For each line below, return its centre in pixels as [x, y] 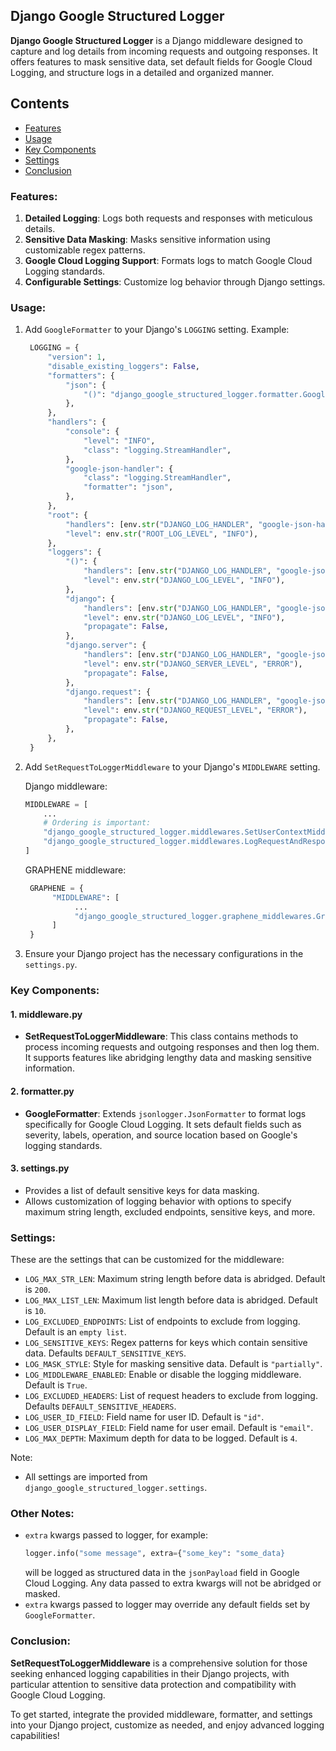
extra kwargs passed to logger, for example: [116, 1535]
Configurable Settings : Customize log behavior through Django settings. [175, 281]
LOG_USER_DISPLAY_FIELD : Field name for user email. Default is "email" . [169, 1428]
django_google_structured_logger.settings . [116, 1488]
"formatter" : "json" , [128, 487]
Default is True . [56, 1385]
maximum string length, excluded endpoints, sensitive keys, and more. [170, 1211]
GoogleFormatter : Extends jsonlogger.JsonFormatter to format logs [165, 1113]
